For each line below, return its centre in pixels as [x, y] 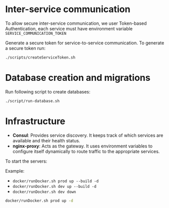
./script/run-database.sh [32, 101]
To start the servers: [26, 161]
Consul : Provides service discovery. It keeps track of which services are [88, 135]
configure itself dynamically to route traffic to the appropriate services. [86, 151]
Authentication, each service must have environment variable [69, 28]
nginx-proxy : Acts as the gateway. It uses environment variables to [82, 146]
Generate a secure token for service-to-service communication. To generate [85, 43]
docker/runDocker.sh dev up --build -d [54, 186]
